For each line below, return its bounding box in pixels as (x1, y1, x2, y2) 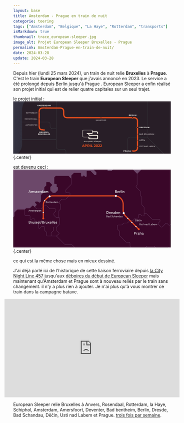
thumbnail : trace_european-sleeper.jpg (13, 35, 96, 40)
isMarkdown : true (13, 29, 49, 35)
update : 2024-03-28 (13, 56, 54, 61)
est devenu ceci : (13, 164, 49, 170)
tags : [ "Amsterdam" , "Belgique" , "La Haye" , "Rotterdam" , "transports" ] (13, 24, 168, 29)
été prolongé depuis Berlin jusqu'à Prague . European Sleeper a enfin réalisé (13, 81, 170, 87)
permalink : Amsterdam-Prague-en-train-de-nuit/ (13, 45, 114, 50)
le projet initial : (13, 96, 44, 102)
